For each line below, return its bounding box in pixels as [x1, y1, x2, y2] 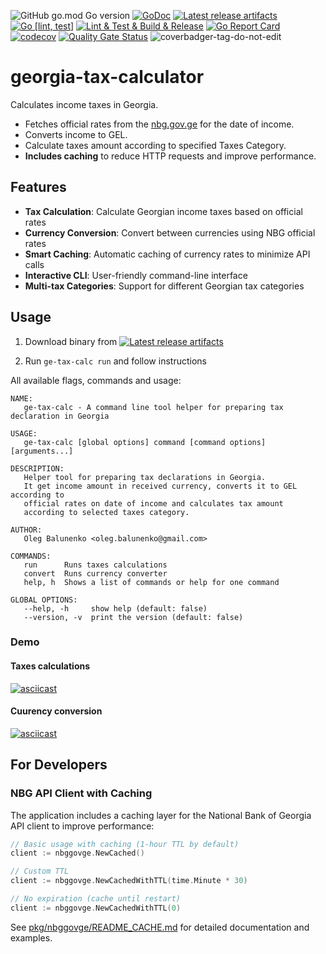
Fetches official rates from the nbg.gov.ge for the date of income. [24, 118, 295, 130]
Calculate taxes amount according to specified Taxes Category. [24, 139, 287, 151]
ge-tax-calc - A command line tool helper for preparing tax [23, 402, 284, 412]
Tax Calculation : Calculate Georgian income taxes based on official [24, 205, 303, 217]
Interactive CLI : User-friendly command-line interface [24, 269, 248, 281]
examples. [10, 931, 53, 944]
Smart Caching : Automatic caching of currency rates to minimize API [24, 248, 311, 260]
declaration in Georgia [10, 411, 110, 421]
